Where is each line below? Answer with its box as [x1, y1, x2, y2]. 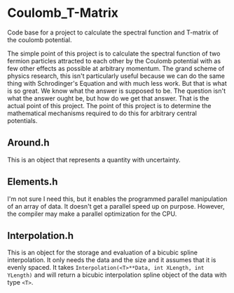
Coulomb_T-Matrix [7, 5, 119, 21]
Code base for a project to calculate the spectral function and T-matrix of [7, 28, 219, 37]
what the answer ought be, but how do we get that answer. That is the [7, 93, 209, 103]
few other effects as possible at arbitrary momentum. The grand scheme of [7, 64, 225, 72]
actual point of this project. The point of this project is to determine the [7, 101, 212, 110]
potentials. [7, 116, 38, 124]
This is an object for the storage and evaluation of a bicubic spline [7, 248, 198, 257]
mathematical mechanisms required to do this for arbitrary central [7, 109, 198, 117]
